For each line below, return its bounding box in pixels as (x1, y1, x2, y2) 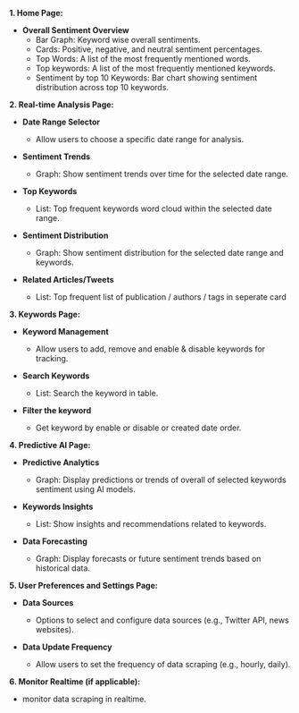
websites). (35, 624, 74, 634)
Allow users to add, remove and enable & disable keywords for (35, 344, 266, 354)
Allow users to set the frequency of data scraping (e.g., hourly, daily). (35, 659, 291, 669)
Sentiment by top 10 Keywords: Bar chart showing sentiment (35, 72, 258, 83)
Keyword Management (21, 327, 109, 336)
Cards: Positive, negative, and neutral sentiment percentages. (35, 44, 263, 55)
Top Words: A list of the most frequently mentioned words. (35, 54, 252, 64)
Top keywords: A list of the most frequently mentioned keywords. (35, 63, 276, 73)
